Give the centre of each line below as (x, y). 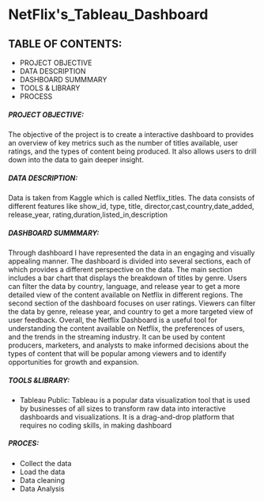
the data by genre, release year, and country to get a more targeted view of (131, 311)
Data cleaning (42, 480)
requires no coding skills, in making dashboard (96, 425)
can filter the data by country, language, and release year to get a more (124, 286)
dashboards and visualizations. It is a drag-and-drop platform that (127, 416)
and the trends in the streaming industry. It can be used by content (117, 336)
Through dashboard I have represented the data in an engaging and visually (132, 252)
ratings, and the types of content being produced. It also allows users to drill (132, 151)
